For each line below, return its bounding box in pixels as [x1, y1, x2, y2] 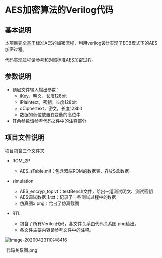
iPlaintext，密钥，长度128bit [19, 99, 77, 105]
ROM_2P [12, 157, 31, 164]
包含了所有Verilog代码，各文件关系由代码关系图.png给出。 [19, 220, 139, 226]
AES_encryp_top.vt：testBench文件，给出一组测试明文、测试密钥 [19, 188, 153, 194]
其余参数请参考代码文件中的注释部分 [12, 118, 87, 124]
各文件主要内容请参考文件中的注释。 [19, 227, 94, 233]
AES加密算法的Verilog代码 [5, 4, 114, 16]
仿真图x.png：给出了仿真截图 [19, 200, 79, 206]
